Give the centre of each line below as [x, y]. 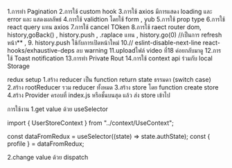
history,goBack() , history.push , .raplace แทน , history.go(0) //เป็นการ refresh [115, 35]
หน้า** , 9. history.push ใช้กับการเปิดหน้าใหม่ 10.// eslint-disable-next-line [104, 43]
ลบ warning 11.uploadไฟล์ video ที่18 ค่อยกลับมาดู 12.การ [149, 50]
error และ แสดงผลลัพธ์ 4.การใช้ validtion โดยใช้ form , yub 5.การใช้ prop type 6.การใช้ [116, 19]
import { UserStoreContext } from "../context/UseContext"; [91, 123]
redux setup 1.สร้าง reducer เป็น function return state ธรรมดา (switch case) [109, 79]
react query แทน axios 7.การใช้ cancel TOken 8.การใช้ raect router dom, [105, 27]
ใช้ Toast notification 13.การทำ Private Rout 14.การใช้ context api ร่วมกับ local [110, 58]
